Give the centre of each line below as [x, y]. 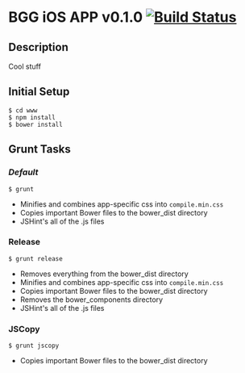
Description [38, 47]
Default [23, 172]
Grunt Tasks [39, 149]
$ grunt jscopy [34, 346]
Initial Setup [39, 92]
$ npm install [32, 117]
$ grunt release [35, 258]
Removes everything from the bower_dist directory [104, 274]
